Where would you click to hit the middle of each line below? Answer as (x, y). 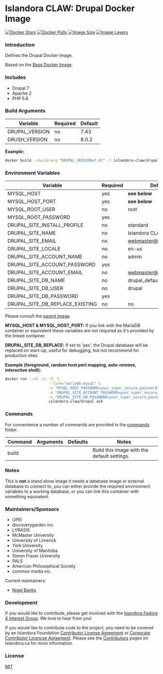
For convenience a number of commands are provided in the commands (77, 424)
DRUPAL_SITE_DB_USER (35, 288)
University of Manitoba (35, 551)
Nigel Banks (24, 590)
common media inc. (32, 572)
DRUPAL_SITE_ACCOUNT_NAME (45, 257)
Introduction (20, 45)
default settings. (111, 456)
